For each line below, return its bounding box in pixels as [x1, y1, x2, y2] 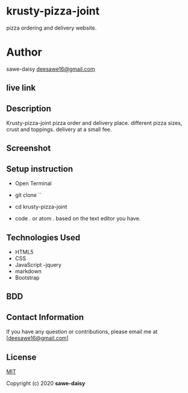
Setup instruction [6, 164, 74, 174]
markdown [14, 267, 42, 275]
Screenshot [6, 143, 51, 153]
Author [6, 45, 42, 59]
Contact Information [6, 312, 84, 322]
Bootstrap [14, 274, 40, 281]
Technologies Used [6, 232, 80, 243]
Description [6, 103, 51, 113]
